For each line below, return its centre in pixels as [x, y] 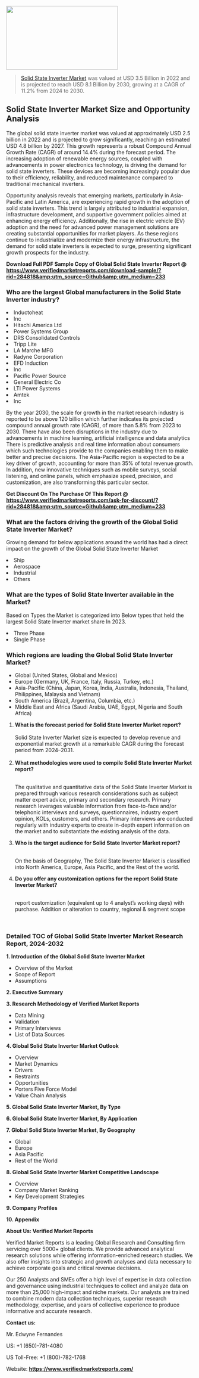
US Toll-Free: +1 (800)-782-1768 [46, 1357]
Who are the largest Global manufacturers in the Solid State [94, 292]
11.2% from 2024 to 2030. [53, 91]
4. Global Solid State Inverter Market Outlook [62, 1046]
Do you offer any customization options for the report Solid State [96, 879]
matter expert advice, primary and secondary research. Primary [93, 800]
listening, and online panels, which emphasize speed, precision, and [90, 476]
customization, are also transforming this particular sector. [78, 482]
